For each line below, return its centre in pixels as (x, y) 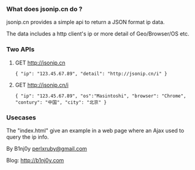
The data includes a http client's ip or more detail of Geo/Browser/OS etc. (98, 34)
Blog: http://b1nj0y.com (35, 160)
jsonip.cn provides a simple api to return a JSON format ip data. (86, 22)
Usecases (21, 118)
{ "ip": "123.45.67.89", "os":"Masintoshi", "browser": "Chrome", (101, 96)
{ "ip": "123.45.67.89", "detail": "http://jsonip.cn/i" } (91, 74)
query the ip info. (28, 137)
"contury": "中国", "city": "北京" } (61, 102)
